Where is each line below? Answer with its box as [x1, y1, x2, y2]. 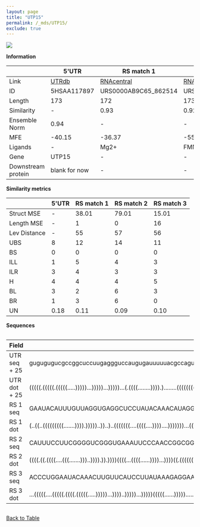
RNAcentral [100, 77, 132, 85]
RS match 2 [114, 200, 148, 208]
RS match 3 [153, 200, 187, 208]
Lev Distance [9, 229, 46, 237]
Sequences [6, 322, 35, 329]
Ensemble [9, 116, 37, 124]
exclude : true [6, 25, 42, 32]
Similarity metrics [6, 185, 52, 192]
